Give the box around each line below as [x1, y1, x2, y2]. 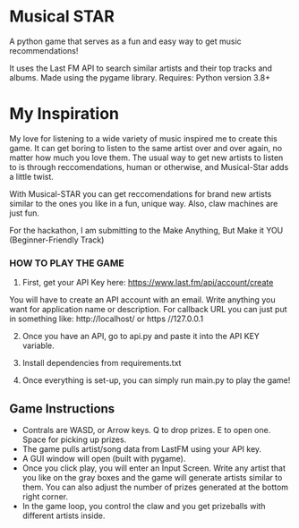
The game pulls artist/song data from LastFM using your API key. [21, 443, 262, 454]
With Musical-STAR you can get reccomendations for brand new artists [9, 188, 272, 199]
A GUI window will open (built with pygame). [21, 453, 186, 464]
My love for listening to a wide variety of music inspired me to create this [9, 132, 278, 144]
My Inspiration [9, 104, 119, 124]
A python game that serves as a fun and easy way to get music [9, 36, 242, 47]
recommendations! [9, 45, 79, 55]
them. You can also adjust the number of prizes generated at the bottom [21, 481, 289, 492]
